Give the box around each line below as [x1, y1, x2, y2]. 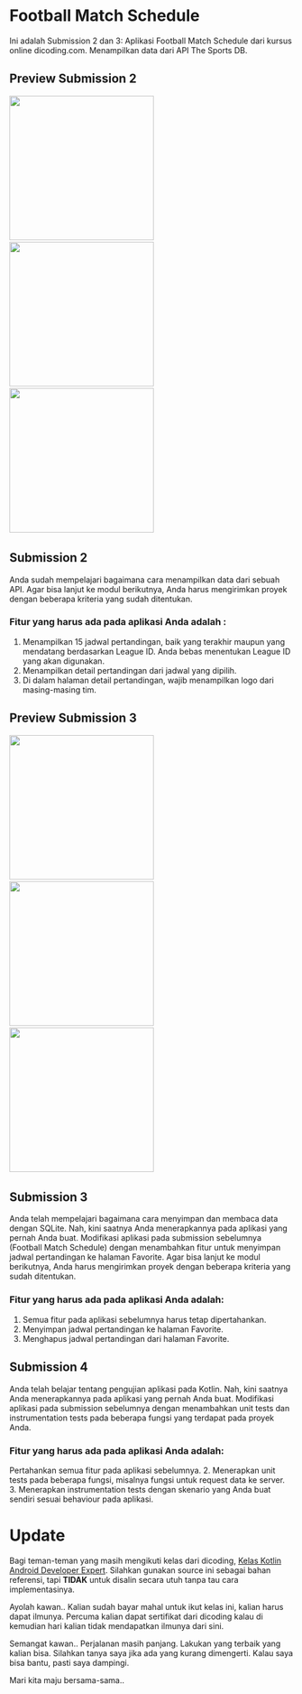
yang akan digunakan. [22, 656, 105, 666]
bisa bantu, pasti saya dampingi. [9, 1657, 130, 1668]
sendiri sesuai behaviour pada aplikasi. [9, 1494, 154, 1504]
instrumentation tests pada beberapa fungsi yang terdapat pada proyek [9, 1412, 275, 1423]
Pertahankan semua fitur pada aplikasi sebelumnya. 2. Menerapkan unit [9, 1465, 276, 1475]
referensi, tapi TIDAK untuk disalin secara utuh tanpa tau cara [9, 1574, 239, 1585]
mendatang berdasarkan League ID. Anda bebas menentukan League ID [22, 646, 291, 656]
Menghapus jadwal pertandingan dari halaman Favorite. [22, 1333, 230, 1344]
